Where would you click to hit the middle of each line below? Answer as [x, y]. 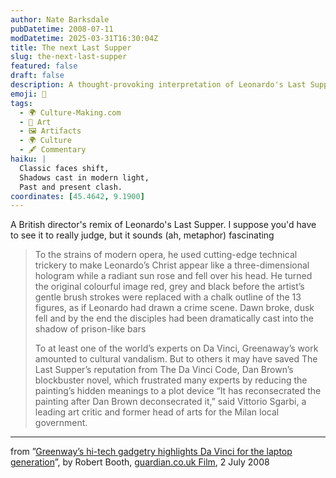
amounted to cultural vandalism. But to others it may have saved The [176, 359]
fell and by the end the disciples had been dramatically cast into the [174, 318]
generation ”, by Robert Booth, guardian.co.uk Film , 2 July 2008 [140, 462]
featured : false [44, 66]
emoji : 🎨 [28, 94]
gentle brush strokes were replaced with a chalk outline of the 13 [168, 297]
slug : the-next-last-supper [69, 57]
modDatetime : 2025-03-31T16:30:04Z [84, 38]
